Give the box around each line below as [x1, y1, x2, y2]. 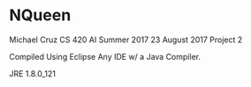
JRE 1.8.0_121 [9, 68, 56, 79]
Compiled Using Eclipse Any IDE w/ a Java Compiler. [9, 51, 202, 62]
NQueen [9, 5, 72, 25]
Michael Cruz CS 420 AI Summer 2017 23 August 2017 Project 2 [9, 34, 243, 45]
